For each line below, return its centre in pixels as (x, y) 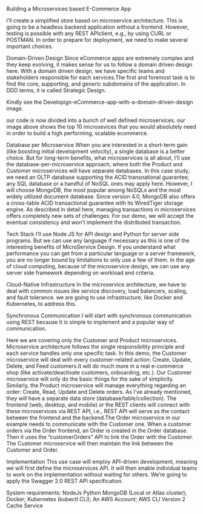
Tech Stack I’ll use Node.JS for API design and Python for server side (93, 234)
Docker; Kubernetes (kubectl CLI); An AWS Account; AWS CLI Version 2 (96, 499)
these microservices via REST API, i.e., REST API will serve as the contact (98, 411)
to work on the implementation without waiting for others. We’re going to (97, 475)
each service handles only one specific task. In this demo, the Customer (96, 353)
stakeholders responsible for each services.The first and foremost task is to (101, 77)
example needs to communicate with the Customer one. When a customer (99, 424)
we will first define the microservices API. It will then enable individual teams (102, 468)
